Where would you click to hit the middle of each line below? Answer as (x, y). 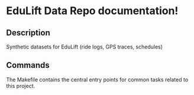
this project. (21, 86)
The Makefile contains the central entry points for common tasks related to (97, 79)
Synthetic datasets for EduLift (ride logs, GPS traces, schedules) (85, 47)
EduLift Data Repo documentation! (92, 11)
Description (28, 33)
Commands (28, 65)
